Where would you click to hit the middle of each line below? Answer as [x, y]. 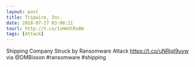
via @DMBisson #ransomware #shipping [56, 57]
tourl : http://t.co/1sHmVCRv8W [45, 28]
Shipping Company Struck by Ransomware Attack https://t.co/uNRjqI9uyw [97, 51]
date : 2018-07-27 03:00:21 [40, 23]
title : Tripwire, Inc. [34, 17]
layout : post [22, 12]
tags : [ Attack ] [25, 34]
